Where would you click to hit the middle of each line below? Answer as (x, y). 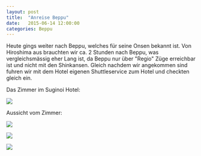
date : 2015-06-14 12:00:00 (43, 23)
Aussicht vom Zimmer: (34, 113)
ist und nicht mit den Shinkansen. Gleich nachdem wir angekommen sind (97, 65)
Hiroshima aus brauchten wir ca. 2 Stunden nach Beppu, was (83, 53)
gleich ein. (19, 78)
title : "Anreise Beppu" (38, 18)
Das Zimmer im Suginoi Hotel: (43, 90)
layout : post (23, 12)
